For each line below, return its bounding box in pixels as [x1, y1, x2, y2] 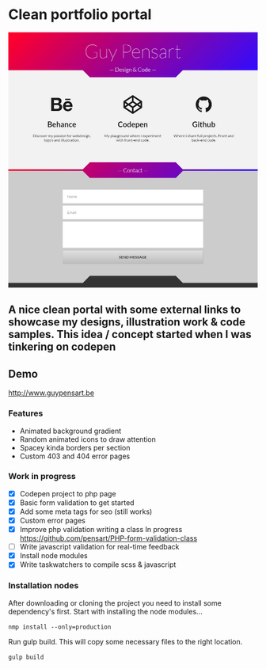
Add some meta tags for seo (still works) [19, 507, 153, 516]
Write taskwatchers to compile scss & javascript [19, 560, 177, 569]
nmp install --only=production [8, 623, 112, 631]
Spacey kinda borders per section [19, 443, 131, 452]
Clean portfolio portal [8, 6, 152, 24]
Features [8, 408, 44, 419]
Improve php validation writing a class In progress [19, 525, 183, 534]
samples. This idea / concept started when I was [8, 328, 252, 341]
